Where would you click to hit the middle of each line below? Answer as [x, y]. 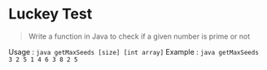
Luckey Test [50, 14]
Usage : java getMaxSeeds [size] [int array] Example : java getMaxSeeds [133, 51]
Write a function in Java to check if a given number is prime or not [139, 36]
